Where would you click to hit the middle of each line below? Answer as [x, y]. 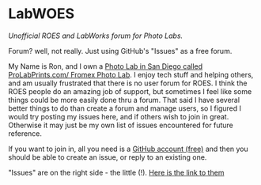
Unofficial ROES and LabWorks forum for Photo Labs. [96, 36]
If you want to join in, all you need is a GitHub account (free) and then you [129, 149]
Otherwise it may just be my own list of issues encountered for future [121, 125]
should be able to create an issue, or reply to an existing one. [108, 157]
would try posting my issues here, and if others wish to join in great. [119, 116]
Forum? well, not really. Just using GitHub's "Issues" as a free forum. [120, 51]
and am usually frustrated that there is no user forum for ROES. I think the [128, 83]
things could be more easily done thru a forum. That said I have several [124, 100]
